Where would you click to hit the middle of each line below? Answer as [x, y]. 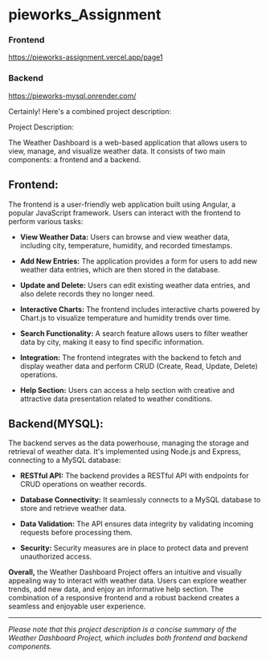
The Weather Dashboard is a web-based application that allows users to [128, 142]
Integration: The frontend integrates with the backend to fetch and [131, 357]
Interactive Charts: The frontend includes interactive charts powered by [140, 309]
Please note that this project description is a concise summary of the [123, 629]
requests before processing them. [76, 533]
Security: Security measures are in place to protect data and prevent [134, 548]
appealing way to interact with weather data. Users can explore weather [127, 581]
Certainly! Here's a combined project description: [90, 111]
